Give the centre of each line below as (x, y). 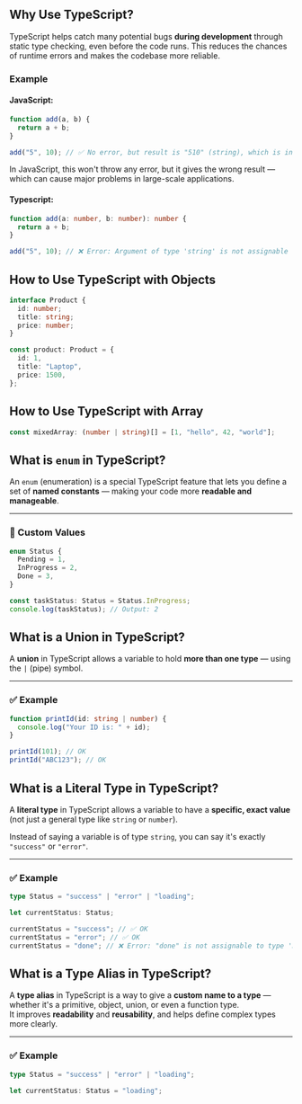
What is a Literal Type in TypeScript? (114, 788)
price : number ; (46, 325)
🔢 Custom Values (47, 532)
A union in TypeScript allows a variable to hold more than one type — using (150, 659)
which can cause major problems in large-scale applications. (122, 179)
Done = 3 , (36, 576)
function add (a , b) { (50, 119)
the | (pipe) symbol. (46, 668)
